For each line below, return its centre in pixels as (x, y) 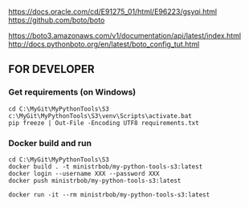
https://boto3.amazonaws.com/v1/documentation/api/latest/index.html (125, 36)
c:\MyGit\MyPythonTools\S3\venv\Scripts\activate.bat (100, 116)
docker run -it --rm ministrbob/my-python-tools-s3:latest (109, 195)
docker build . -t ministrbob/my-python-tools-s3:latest (106, 166)
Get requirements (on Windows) (72, 92)
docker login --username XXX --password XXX (84, 173)
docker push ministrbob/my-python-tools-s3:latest (95, 181)
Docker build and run (50, 143)
